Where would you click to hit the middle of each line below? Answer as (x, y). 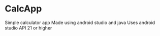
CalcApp (23, 9)
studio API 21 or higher (28, 27)
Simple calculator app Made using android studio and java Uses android (80, 22)
